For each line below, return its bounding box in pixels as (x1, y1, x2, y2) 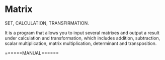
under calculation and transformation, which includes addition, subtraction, (5, 35, 160, 41)
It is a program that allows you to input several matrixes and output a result (5, 29, 159, 35)
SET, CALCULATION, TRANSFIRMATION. (5, 20, 89, 26)
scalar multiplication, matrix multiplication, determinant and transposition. (5, 40, 157, 46)
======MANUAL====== (5, 50, 59, 56)
